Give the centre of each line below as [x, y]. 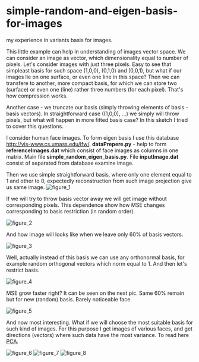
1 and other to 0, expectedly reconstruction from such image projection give [99, 181]
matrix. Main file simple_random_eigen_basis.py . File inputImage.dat [92, 156]
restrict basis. [23, 270]
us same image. [26, 187]
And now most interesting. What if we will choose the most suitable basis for [100, 322]
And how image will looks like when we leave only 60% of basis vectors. [95, 234]
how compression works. [37, 96]
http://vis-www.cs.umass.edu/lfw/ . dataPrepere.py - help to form [86, 144]
